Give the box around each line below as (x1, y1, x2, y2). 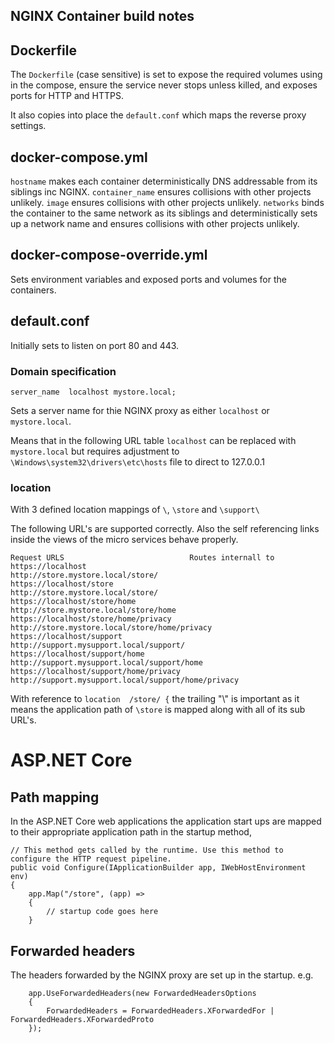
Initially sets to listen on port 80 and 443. (10, 339, 180, 351)
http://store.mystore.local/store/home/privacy (10, 623, 213, 633)
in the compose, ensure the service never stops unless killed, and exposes (10, 79, 318, 91)
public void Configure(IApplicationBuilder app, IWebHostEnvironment (10, 863, 307, 873)
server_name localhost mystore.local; (10, 387, 177, 397)
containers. (10, 284, 57, 296)
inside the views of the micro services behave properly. (10, 534, 239, 546)
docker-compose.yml (10, 149, 148, 166)
